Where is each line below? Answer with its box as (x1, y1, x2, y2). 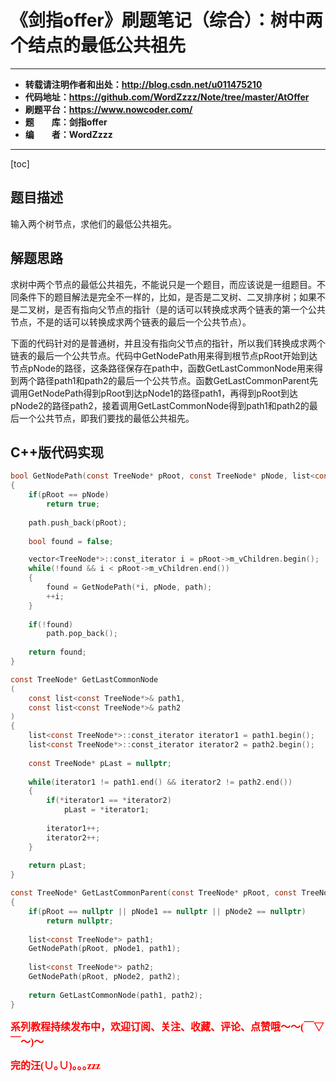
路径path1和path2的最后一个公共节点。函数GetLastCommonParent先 (36, 374, 319, 386)
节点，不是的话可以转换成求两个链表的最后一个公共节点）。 (10, 316, 252, 328)
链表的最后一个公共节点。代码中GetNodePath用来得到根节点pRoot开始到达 (10, 349, 318, 361)
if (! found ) (28, 619, 74, 630)
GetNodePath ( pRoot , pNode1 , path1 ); (28, 944, 182, 954)
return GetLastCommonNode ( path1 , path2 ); (28, 990, 203, 1000)
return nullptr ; (46, 916, 114, 926)
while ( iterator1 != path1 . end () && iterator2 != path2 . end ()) (28, 777, 293, 787)
